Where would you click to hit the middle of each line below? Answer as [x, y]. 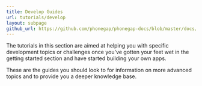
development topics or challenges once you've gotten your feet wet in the [98, 52]
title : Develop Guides [35, 12]
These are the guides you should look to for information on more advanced [99, 70]
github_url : [21, 29]
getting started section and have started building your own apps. [86, 58]
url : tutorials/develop [36, 17]
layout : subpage [26, 23]
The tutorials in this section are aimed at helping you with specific [87, 46]
